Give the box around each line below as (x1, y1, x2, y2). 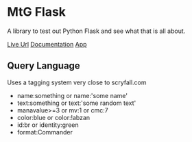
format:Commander (16, 128, 73, 136)
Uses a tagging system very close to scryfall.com (7, 78, 147, 86)
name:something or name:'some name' (16, 91, 128, 99)
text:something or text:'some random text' (16, 99, 136, 107)
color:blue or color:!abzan (16, 113, 91, 121)
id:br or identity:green (16, 121, 79, 129)
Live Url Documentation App (7, 40, 87, 48)
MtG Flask (7, 4, 67, 20)
